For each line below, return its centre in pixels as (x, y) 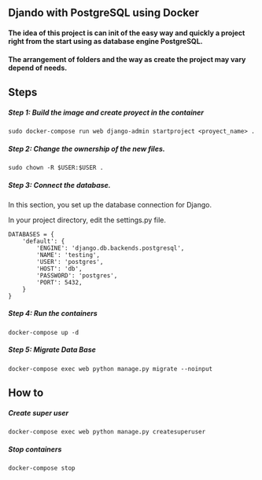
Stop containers (35, 449)
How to (26, 393)
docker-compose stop (42, 468)
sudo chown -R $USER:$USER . (56, 167)
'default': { (44, 241)
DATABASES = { (31, 234)
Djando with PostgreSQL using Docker (103, 13)
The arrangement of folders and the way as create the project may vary (127, 59)
